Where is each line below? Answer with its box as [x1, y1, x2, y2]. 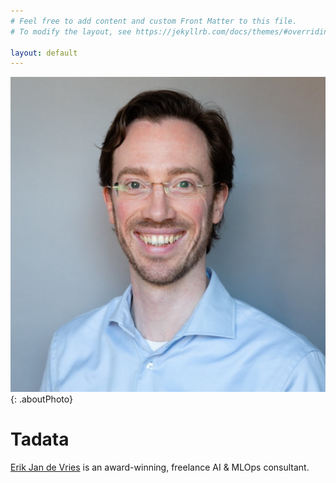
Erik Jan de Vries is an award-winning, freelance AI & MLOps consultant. [10, 461, 310, 474]
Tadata [10, 428, 70, 451]
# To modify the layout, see [10, 26, 132, 37]
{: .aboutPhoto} [10, 393, 73, 405]
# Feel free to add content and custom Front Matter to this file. [10, 16, 298, 26]
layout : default [10, 48, 78, 58]
